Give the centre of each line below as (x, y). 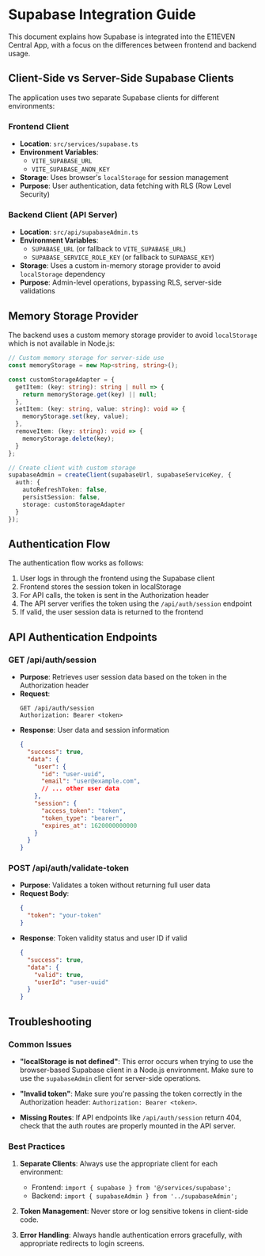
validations (37, 291)
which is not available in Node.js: (62, 343)
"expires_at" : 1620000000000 (89, 825)
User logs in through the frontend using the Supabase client (117, 578)
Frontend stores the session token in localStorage (100, 587)
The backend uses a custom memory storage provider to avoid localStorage (133, 335)
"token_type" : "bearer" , (82, 818)
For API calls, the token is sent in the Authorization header (114, 595)
